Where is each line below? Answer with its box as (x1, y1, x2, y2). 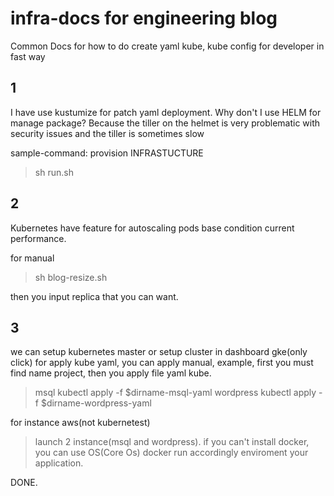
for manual (10, 252, 55, 264)
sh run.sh (34, 166, 74, 178)
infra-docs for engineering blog (10, 7, 278, 30)
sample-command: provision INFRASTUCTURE (10, 147, 204, 159)
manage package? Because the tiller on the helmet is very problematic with (10, 117, 321, 129)
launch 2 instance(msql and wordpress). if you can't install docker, (34, 436, 310, 448)
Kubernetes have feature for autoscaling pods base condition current (10, 222, 295, 234)
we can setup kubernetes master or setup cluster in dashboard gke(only (10, 346, 308, 358)
